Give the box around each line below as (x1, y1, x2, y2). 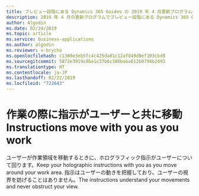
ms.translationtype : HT (6, 64, 65, 70)
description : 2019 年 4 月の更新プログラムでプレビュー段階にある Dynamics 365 (6, 14, 189, 20)
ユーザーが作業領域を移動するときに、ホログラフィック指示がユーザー (6, 154, 177, 161)
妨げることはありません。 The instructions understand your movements (16, 176, 190, 183)
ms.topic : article (6, 31, 52, 37)
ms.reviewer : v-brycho (6, 48, 62, 53)
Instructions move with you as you (6, 121, 179, 134)
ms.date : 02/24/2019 (6, 25, 57, 31)
